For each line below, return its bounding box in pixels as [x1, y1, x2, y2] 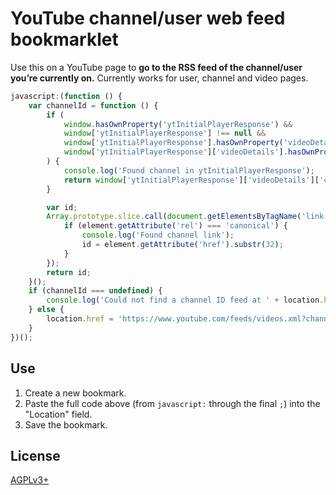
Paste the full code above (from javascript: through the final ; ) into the [24, 397, 321, 409]
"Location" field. [24, 408, 93, 420]
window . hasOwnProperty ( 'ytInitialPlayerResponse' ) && [63, 119, 293, 129]
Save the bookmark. [24, 418, 108, 431]
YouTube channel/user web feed [10, 7, 286, 30]
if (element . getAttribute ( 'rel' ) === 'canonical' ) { [63, 221, 288, 231]
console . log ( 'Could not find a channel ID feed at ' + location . [46, 295, 325, 306]
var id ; [46, 202, 78, 212]
